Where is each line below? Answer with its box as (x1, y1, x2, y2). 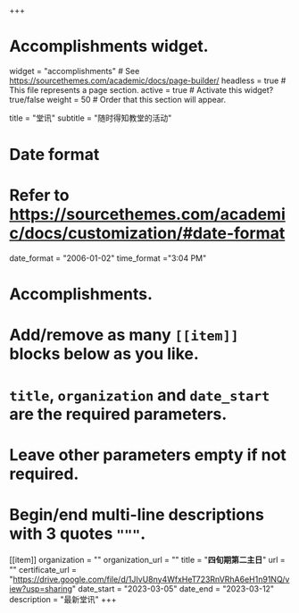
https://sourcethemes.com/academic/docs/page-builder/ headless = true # (9, 75, 287, 86)
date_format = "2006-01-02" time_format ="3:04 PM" (9, 253, 207, 264)
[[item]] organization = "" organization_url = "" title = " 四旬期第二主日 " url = (9, 554, 286, 565)
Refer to (9, 185, 70, 206)
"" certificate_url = (9, 564, 78, 575)
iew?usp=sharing (9, 583, 73, 594)
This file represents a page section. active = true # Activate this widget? (9, 84, 274, 95)
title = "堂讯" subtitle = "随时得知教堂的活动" (9, 113, 172, 123)
